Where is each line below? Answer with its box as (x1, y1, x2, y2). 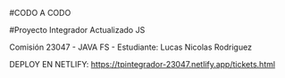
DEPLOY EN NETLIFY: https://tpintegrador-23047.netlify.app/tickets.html (9, 59, 275, 69)
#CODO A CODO (9, 8, 71, 18)
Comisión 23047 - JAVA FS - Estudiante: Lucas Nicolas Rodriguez (9, 42, 253, 52)
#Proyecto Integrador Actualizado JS (9, 25, 146, 35)
